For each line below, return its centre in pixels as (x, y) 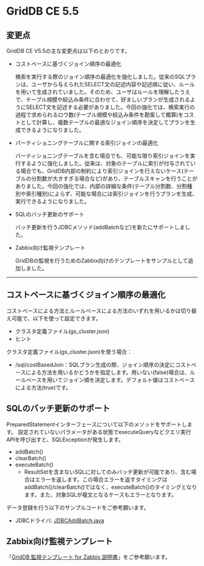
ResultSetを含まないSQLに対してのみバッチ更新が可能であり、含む (107, 472)
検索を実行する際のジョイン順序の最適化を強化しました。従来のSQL (100, 77)
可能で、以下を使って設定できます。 (56, 318)
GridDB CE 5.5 (42, 11)
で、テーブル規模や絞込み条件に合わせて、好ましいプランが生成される (102, 99)
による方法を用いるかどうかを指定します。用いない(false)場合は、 (108, 372)
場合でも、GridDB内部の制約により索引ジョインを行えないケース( (102, 171)
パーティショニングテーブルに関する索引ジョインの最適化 (87, 143)
